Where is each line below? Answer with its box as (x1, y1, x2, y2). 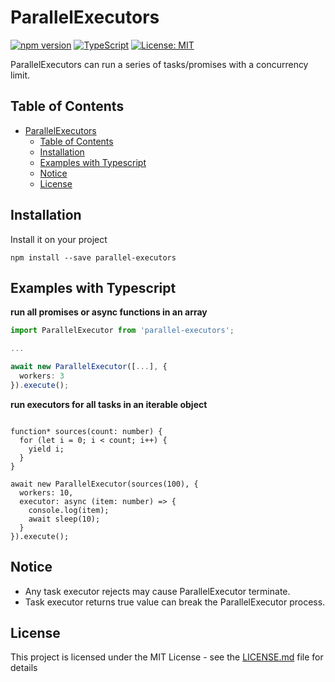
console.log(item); (28, 505, 110, 515)
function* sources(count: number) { (10, 426, 163, 436)
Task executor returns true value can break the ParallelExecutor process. (24, 596, 326, 608)
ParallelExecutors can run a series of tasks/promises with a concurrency (10, 58, 309, 70)
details (10, 662, 38, 674)
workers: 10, (19, 487, 74, 498)
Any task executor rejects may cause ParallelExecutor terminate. (24, 585, 291, 597)
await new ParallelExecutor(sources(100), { (10, 479, 199, 489)
